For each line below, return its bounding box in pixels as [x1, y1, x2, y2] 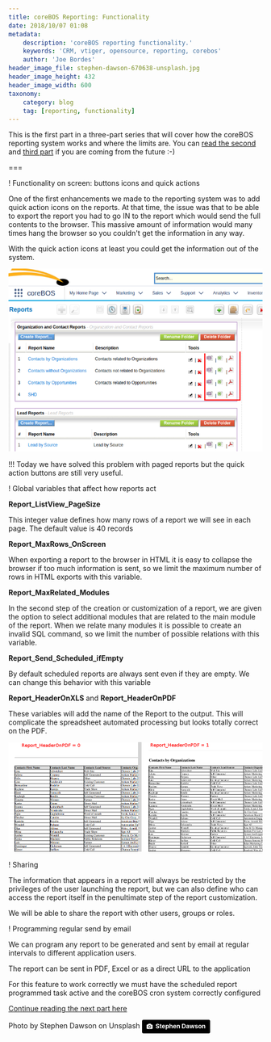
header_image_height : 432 [8, 73, 95, 81]
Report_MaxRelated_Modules [8, 587, 110, 597]
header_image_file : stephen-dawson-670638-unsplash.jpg [8, 65, 200, 73]
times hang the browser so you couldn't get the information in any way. [8, 229, 245, 238]
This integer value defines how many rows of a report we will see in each [8, 515, 252, 524]
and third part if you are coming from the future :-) [8, 147, 176, 157]
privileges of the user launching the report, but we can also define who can [8, 884, 259, 894]
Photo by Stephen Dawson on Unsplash [8, 1021, 140, 1031]
